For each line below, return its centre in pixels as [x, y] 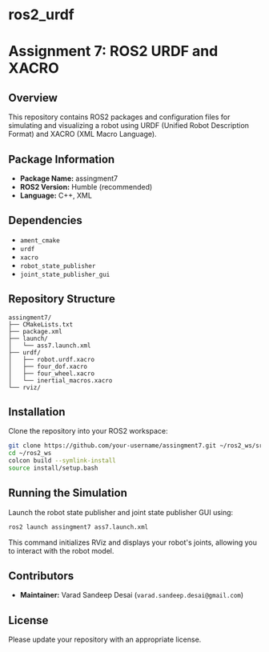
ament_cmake [40, 240]
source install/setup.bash [53, 468]
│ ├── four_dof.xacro [48, 366]
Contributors [41, 576]
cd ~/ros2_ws [30, 454]
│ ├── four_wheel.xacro [51, 374]
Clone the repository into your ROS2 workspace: [88, 431]
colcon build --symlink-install [62, 461]
